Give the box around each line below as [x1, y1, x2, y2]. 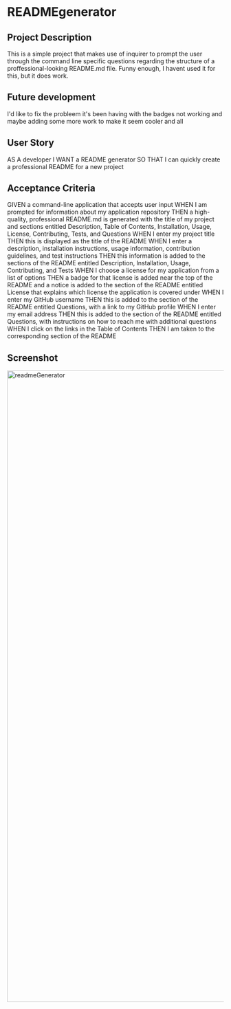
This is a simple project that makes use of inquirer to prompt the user [7, 49, 203, 58]
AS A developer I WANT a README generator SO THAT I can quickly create [7, 155, 221, 164]
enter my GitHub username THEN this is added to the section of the [7, 296, 199, 304]
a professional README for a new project [7, 162, 124, 170]
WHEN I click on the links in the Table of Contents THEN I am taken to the [7, 324, 215, 333]
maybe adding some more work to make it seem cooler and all [7, 117, 184, 125]
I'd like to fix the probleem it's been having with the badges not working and [7, 109, 223, 118]
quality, [7, 215, 28, 223]
